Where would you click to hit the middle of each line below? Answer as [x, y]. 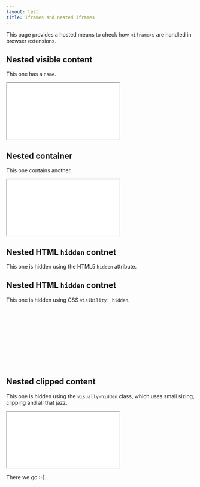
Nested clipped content [51, 382]
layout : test [22, 12]
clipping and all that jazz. [37, 402]
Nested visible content [49, 60]
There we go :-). [26, 477]
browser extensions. [31, 41]
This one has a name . [31, 74]
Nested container [40, 156]
